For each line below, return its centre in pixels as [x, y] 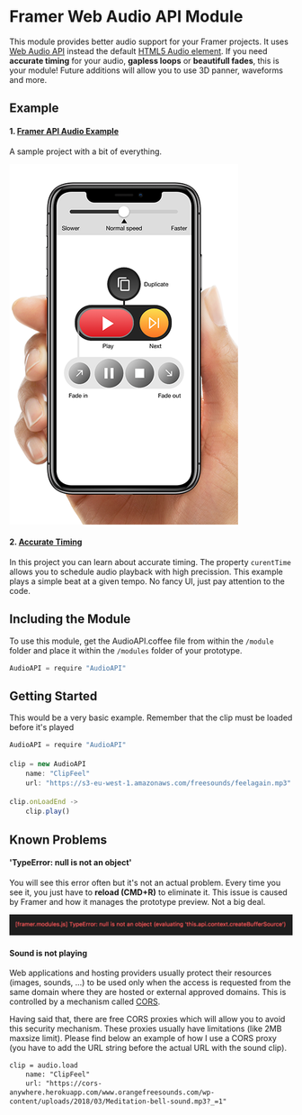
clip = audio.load [44, 1065]
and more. [28, 79]
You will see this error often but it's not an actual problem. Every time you [145, 882]
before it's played [42, 727]
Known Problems [58, 840]
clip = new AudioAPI [48, 763]
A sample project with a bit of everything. [86, 151]
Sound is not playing [49, 953]
